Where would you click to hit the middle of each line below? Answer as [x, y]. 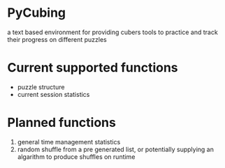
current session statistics [53, 94]
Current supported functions [93, 68]
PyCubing [37, 13]
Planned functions [62, 123]
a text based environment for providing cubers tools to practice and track [112, 32]
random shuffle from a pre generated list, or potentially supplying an [116, 149]
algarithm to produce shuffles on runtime [76, 156]
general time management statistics [69, 142]
